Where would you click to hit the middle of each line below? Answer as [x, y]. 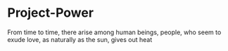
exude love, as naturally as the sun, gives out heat [80, 39]
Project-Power [50, 13]
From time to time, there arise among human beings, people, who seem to [114, 32]
